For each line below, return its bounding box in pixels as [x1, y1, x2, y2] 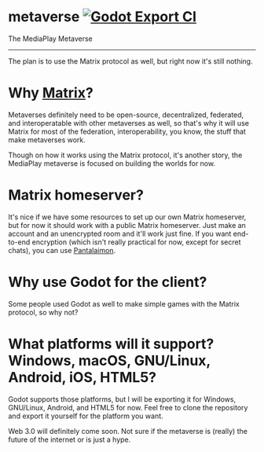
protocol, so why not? [8, 307, 79, 317]
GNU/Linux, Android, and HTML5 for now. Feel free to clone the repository [8, 402, 248, 412]
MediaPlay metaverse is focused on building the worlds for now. [8, 158, 216, 168]
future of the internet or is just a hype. [8, 435, 131, 444]
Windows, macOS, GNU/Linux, [8, 351, 211, 369]
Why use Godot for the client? [8, 274, 207, 291]
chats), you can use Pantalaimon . [8, 245, 116, 255]
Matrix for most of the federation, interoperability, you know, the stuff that [8, 127, 246, 136]
